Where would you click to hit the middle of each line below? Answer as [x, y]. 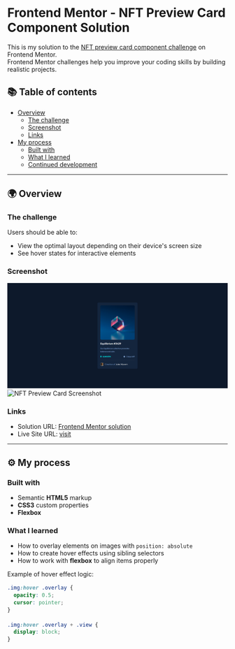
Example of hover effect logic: [51, 574]
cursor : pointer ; [39, 602]
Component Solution [69, 28]
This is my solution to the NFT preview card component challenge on [107, 47]
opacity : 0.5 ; [34, 595]
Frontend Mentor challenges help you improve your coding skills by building [116, 61]
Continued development [63, 164]
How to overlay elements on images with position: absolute [105, 546]
